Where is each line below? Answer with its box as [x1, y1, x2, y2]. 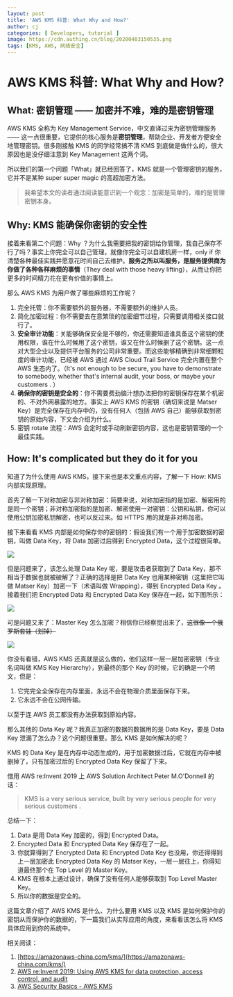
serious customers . [24, 802, 81, 810]
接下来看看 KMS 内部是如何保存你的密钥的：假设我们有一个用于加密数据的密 [7, 527, 225, 536]
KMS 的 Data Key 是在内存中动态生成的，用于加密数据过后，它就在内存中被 [7, 748, 222, 757]
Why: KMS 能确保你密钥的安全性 [7, 220, 148, 231]
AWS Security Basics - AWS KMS [17, 982, 113, 990]
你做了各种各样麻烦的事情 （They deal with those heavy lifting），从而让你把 [7, 265, 222, 273]
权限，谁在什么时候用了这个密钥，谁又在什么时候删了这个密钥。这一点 [23, 338, 224, 346]
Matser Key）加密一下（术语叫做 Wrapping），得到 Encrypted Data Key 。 [15, 582, 225, 590]
